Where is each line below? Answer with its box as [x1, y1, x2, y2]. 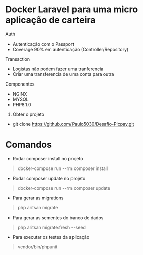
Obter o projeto [12, 111, 44, 117]
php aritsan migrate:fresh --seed [17, 224, 86, 230]
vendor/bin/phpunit [17, 244, 58, 250]
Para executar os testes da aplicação [12, 234, 90, 240]
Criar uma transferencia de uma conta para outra [12, 71, 114, 77]
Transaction [5, 56, 30, 62]
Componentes [5, 81, 35, 87]
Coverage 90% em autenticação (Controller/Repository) [12, 46, 129, 52]
